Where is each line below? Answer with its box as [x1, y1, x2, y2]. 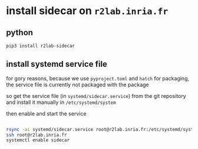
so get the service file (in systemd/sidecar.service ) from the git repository [6, 92, 187, 99]
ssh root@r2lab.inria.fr [6, 132, 67, 138]
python [6, 28, 34, 38]
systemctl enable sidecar [6, 137, 70, 143]
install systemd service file [6, 59, 108, 69]
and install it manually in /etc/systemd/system [6, 99, 116, 106]
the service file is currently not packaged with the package [6, 81, 149, 88]
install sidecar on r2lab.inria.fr [6, 4, 169, 18]
